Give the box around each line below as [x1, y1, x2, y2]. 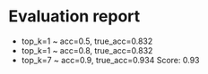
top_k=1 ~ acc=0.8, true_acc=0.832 [21, 45, 153, 55]
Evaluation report [8, 6, 141, 27]
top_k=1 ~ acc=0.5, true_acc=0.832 [21, 36, 153, 46]
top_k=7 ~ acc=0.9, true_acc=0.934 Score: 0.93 [21, 54, 200, 65]
